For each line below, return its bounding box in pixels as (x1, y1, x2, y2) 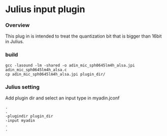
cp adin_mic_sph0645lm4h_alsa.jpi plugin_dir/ (5, 72, 106, 77)
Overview (5, 22, 30, 29)
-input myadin (5, 118, 36, 123)
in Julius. (5, 39, 24, 45)
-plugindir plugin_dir (5, 114, 53, 119)
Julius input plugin (5, 4, 85, 15)
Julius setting (5, 83, 40, 90)
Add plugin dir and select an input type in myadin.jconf (5, 95, 120, 101)
